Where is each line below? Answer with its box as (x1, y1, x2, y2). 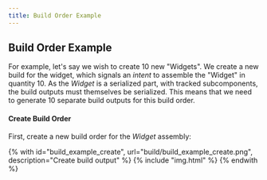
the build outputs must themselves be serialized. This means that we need (8, 87, 253, 97)
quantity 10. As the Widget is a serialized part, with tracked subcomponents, (8, 79, 258, 88)
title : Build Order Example (8, 11, 102, 20)
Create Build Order (8, 114, 72, 124)
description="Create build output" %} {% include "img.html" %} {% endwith (8, 155, 258, 165)
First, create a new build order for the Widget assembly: (8, 132, 191, 141)
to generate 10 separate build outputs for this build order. (8, 96, 195, 105)
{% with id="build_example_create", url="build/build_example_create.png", (8, 147, 253, 156)
